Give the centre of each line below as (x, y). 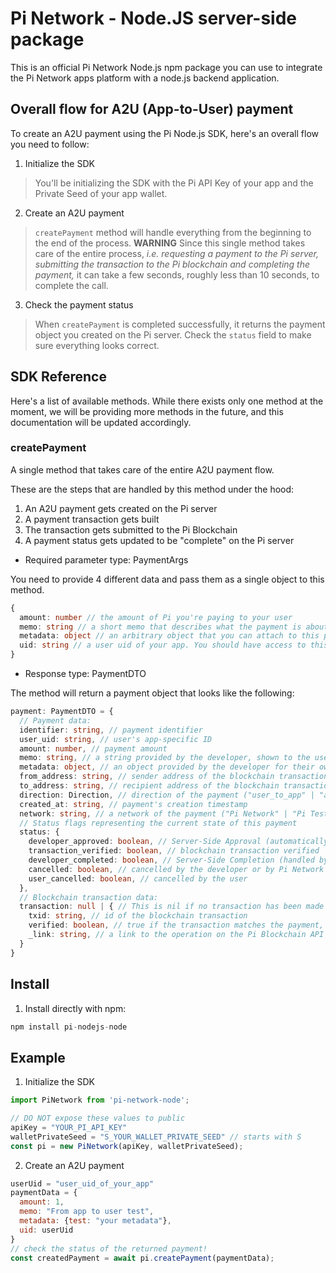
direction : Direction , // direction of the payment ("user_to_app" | (167, 795)
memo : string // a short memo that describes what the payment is (160, 627)
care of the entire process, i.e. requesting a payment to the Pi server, (176, 253)
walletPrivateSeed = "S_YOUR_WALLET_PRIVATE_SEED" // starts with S (156, 1137)
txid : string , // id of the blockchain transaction (138, 916)
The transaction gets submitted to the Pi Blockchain (131, 529)
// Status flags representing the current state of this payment (158, 823)
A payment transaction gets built (92, 519)
